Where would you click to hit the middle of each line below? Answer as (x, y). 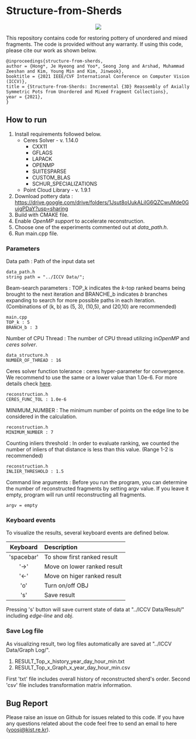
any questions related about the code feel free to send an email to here (92, 724)
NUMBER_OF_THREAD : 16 (34, 361)
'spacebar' (24, 557)
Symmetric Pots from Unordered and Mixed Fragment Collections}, (87, 92)
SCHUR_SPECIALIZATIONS (65, 184)
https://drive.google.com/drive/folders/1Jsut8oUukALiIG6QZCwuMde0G (102, 202)
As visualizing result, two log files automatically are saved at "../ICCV (89, 644)
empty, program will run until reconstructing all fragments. (76, 495)
